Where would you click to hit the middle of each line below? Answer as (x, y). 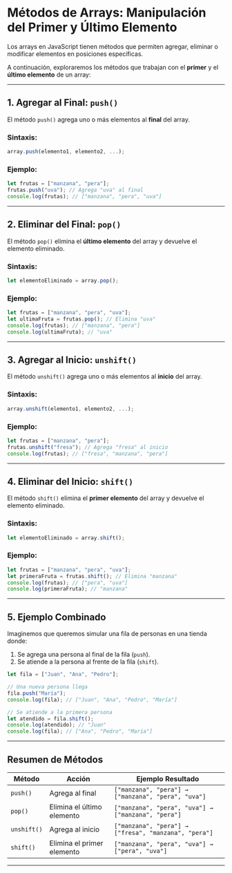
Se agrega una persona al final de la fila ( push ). (84, 655)
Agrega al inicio (75, 829)
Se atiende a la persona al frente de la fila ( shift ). (88, 662)
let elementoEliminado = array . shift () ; (66, 538)
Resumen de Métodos (55, 759)
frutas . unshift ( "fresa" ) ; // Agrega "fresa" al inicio (88, 447)
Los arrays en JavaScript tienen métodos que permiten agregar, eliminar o (113, 46)
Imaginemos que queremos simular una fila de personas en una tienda (107, 634)
